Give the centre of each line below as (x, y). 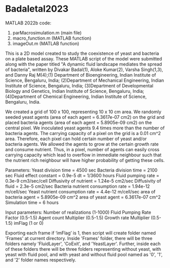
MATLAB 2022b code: (28, 23)
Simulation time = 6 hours (32, 202)
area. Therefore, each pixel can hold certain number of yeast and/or (76, 139)
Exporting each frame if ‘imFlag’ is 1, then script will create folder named (80, 233)
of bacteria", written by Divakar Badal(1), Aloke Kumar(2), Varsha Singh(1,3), (84, 70)
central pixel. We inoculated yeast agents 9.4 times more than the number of (85, 128)
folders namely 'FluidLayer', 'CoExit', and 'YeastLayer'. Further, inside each (83, 244)
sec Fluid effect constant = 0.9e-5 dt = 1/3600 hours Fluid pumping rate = (82, 175)
